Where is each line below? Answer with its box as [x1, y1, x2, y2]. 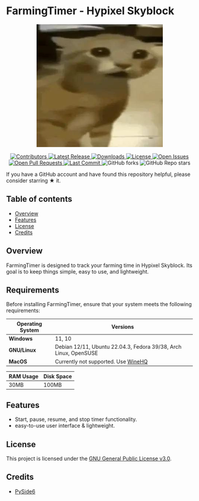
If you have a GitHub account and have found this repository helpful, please [6, 171, 191, 178]
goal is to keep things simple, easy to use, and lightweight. [6, 268, 149, 275]
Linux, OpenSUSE [55, 349, 98, 357]
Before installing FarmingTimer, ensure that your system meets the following [6, 301, 192, 308]
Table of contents [6, 194, 72, 204]
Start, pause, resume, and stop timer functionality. [14, 416, 137, 423]
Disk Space [43, 372, 72, 380]
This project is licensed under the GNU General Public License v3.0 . [6, 455, 172, 462]
